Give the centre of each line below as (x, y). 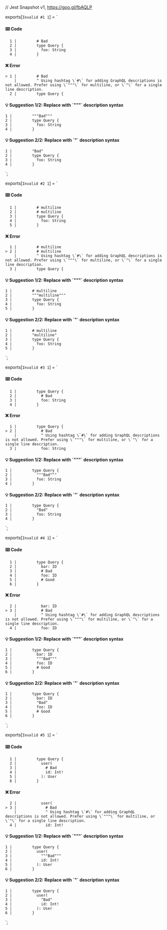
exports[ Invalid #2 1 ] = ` (31, 183)
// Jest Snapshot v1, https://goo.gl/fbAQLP (49, 7)
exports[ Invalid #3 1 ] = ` (31, 367)
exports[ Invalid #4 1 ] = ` (31, 538)
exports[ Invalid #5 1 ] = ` (31, 735)
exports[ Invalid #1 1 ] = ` (31, 17)
